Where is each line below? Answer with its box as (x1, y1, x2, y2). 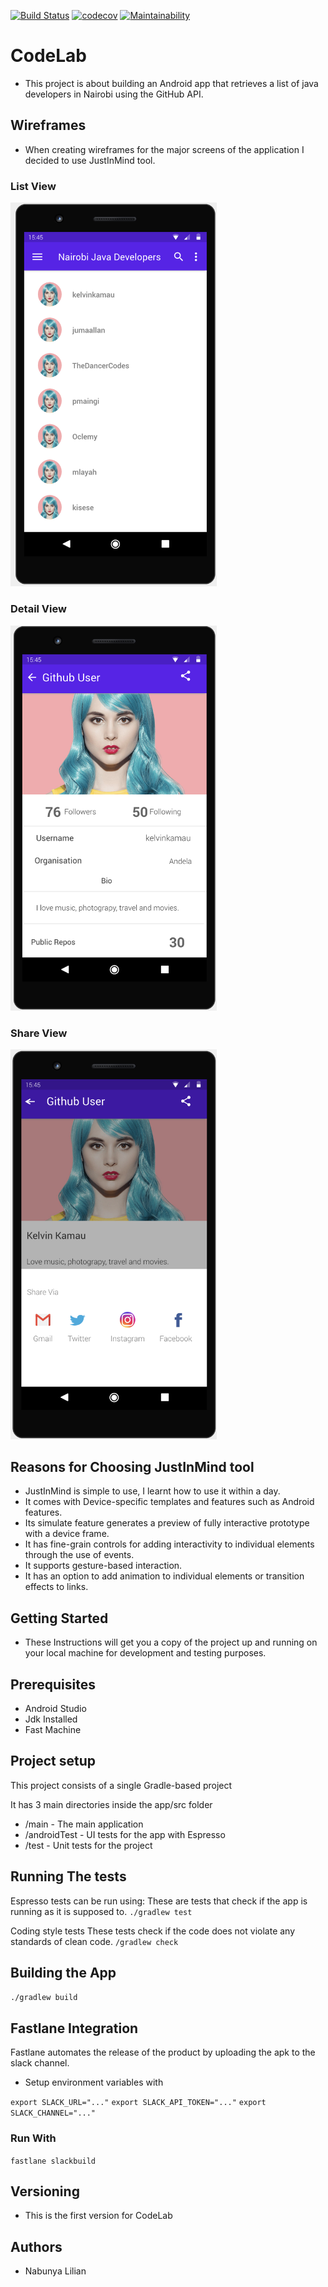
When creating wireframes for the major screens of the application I (24, 143, 305, 155)
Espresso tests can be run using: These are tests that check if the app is (10, 1895, 308, 1907)
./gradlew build (10, 1993, 78, 2003)
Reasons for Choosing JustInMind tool (10, 1458, 255, 1475)
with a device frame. (24, 1528, 110, 1540)
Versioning (10, 2183, 80, 2200)
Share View (10, 1026, 68, 1040)
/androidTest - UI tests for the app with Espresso (24, 1828, 226, 1840)
